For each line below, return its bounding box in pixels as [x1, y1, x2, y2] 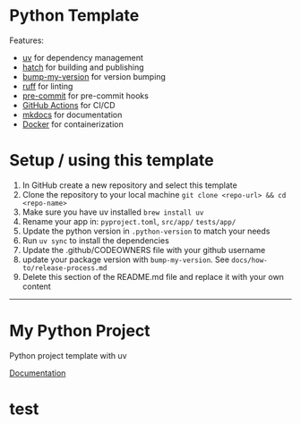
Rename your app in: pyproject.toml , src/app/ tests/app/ [21, 216, 236, 226]
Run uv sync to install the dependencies [21, 234, 170, 246]
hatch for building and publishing [21, 62, 145, 72]
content [21, 281, 51, 292]
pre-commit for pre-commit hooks [21, 90, 150, 101]
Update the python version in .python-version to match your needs [21, 225, 271, 236]
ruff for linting [21, 81, 73, 91]
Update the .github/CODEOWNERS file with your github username [21, 244, 266, 255]
